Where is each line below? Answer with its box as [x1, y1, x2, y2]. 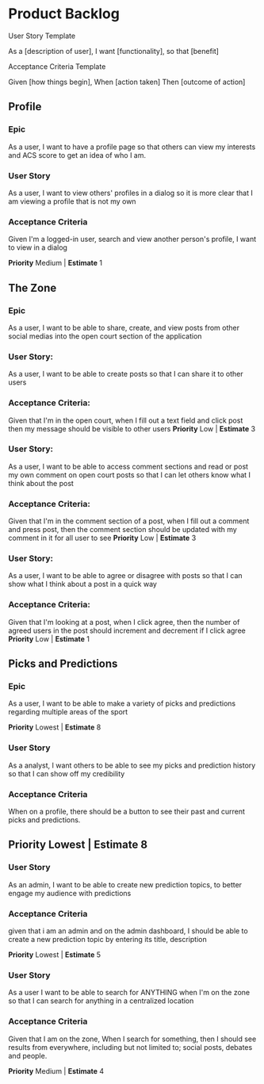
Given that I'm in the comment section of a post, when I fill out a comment [8, 516, 250, 526]
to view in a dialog [8, 243, 67, 252]
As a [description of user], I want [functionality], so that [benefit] [8, 46, 220, 56]
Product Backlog [8, 5, 121, 23]
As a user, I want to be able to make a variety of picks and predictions [8, 699, 236, 708]
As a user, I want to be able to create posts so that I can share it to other [8, 370, 243, 379]
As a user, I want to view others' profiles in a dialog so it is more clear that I [8, 188, 254, 197]
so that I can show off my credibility [8, 768, 125, 778]
